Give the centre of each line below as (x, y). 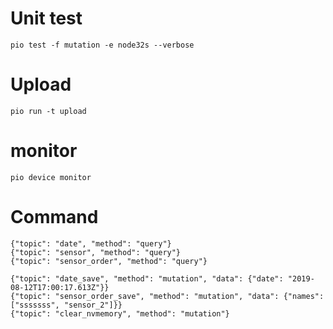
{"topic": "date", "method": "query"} (91, 243)
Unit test (46, 18)
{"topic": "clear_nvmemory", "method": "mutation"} (120, 313)
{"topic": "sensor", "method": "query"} (96, 252)
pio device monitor (51, 177)
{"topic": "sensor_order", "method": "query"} (109, 261)
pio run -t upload (48, 111)
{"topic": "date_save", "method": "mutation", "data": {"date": (147, 278)
